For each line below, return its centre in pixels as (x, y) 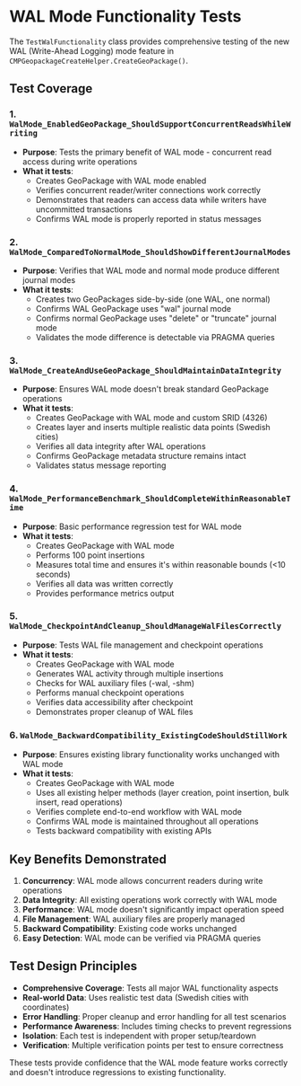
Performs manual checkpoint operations (110, 693)
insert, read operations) (79, 802)
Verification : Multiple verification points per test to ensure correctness (153, 1045)
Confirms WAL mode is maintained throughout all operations (147, 821)
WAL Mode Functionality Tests (125, 17)
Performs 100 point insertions (90, 555)
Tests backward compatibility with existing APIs (124, 831)
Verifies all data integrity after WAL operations (120, 446)
